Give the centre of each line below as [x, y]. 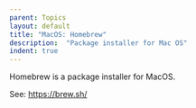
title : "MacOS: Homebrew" [58, 34]
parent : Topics [38, 18]
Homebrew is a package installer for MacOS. [93, 76]
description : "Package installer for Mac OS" [98, 43]
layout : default [40, 26]
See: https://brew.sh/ [48, 94]
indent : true [34, 51]
